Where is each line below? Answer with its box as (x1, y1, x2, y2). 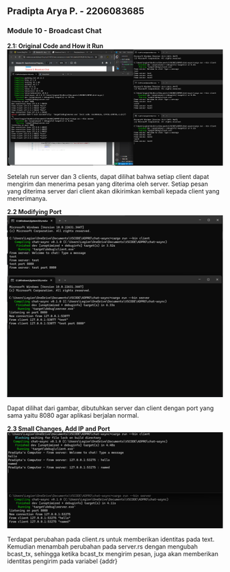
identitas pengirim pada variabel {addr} (7, 557, 118, 565)
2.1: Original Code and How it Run (7, 41, 104, 50)
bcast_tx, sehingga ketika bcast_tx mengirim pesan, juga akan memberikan (7, 549, 219, 558)
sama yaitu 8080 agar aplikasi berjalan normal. (7, 412, 139, 420)
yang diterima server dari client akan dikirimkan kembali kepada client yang (7, 187, 220, 195)
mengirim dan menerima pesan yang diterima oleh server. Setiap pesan (7, 180, 209, 188)
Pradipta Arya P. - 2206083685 (7, 5, 145, 17)
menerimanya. (7, 195, 48, 203)
